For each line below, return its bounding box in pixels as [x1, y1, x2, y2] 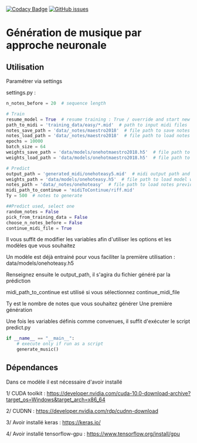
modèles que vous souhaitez [6, 242, 76, 249]
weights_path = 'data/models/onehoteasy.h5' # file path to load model [6, 176, 188, 182]
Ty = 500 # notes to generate [6, 193, 83, 199]
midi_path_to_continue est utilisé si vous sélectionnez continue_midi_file [6, 289, 180, 296]
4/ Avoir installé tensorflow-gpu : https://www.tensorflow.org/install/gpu [6, 430, 180, 437]
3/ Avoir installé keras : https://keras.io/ [6, 418, 101, 426]
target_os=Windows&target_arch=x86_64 [6, 396, 106, 403]
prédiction [6, 277, 31, 285]
